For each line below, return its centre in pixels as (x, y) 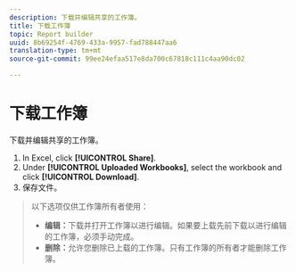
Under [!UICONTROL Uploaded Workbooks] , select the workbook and (152, 167)
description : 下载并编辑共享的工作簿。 (75, 17)
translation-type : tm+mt (55, 51)
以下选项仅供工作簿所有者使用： (90, 206)
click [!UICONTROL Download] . (81, 177)
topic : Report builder (51, 34)
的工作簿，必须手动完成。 (91, 236)
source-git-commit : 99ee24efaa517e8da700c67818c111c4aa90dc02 (127, 59)
